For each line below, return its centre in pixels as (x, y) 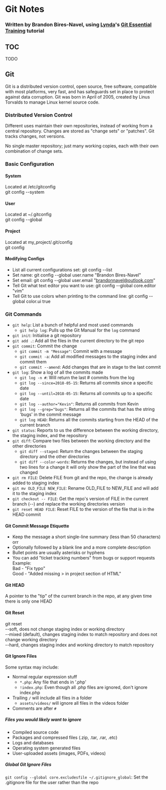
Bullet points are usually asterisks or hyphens (58, 553)
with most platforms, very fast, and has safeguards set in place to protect (80, 91)
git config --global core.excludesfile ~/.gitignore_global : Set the (77, 777)
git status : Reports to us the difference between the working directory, (85, 430)
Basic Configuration (30, 164)
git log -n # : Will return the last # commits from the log (77, 378)
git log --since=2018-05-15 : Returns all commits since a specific (86, 383)
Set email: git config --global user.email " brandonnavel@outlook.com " (84, 280)
